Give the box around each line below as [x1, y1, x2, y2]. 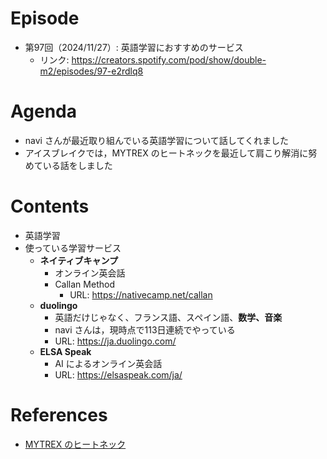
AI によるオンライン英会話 [54, 357, 163, 369]
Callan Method [54, 278, 115, 290]
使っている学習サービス [24, 242, 122, 254]
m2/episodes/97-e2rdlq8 [39, 65, 144, 77]
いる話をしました [42, 159, 113, 171]
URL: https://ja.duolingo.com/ [54, 335, 177, 347]
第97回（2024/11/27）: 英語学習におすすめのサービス [24, 41, 244, 53]
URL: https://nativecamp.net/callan [69, 288, 213, 301]
